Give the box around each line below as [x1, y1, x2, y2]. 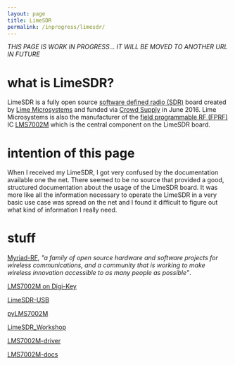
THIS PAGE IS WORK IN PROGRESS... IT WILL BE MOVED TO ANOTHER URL [7, 43, 228, 51]
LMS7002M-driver [7, 337, 61, 345]
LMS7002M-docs [7, 350, 58, 359]
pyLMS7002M [7, 309, 49, 318]
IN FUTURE [7, 50, 40, 58]
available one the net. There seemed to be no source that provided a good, [7, 176, 224, 184]
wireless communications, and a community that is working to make [7, 261, 205, 269]
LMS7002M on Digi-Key [7, 282, 77, 290]
